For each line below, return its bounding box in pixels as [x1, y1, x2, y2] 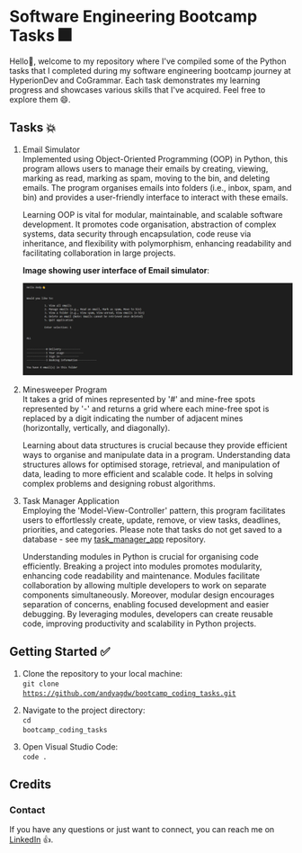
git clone [22, 679, 60, 688]
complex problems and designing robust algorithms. [22, 478, 216, 489]
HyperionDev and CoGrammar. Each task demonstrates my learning [9, 75, 261, 85]
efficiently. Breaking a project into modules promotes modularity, [22, 561, 262, 571]
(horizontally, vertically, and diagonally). [22, 422, 171, 433]
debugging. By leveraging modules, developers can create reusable [22, 608, 274, 619]
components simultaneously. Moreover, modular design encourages [22, 589, 275, 600]
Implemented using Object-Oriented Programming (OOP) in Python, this [22, 153, 289, 164]
